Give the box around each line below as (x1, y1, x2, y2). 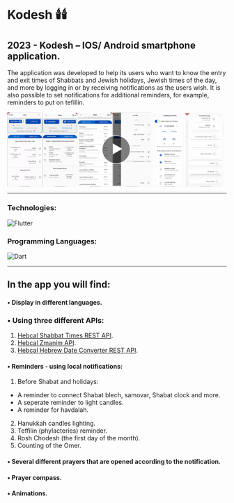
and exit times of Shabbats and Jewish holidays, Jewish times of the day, (7, 76, 217, 84)
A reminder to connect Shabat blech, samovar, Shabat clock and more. (17, 391, 221, 399)
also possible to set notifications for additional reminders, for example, (7, 91, 210, 99)
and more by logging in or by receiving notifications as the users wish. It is (7, 83, 221, 92)
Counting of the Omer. (17, 441, 81, 450)
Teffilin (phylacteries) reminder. (17, 426, 108, 435)
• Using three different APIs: (7, 315, 104, 325)
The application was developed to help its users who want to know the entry (7, 69, 226, 77)
